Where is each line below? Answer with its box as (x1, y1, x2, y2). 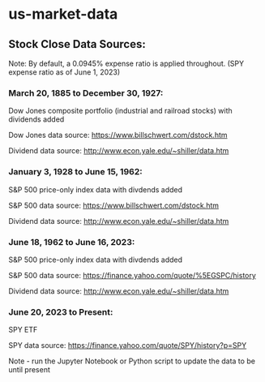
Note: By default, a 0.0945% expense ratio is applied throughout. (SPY (8, 58, 245, 68)
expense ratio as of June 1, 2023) (8, 67, 121, 77)
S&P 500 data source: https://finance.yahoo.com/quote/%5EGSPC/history (8, 270, 257, 280)
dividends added (8, 114, 65, 124)
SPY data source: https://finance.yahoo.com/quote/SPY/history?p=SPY (8, 341, 247, 350)
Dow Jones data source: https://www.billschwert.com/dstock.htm (8, 131, 229, 140)
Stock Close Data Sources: (8, 37, 146, 51)
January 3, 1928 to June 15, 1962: (8, 166, 143, 178)
